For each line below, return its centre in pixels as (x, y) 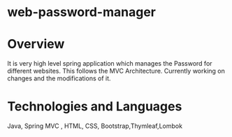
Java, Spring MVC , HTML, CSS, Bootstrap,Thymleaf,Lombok (95, 126)
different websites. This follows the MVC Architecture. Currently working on (116, 71)
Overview (36, 44)
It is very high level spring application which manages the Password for (110, 64)
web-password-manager (81, 12)
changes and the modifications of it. (59, 78)
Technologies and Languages (95, 107)
